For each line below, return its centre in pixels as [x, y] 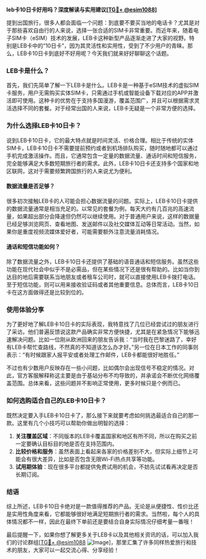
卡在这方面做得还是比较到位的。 [47, 292]
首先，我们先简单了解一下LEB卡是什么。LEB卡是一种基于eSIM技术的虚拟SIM [103, 85]
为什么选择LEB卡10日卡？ [44, 126]
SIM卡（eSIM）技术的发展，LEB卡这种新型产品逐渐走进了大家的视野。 [100, 38]
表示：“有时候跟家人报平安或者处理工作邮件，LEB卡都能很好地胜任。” [93, 355]
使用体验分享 [25, 309]
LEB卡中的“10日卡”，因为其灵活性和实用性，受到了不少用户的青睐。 [102, 46]
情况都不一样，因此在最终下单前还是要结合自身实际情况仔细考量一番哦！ [103, 522]
